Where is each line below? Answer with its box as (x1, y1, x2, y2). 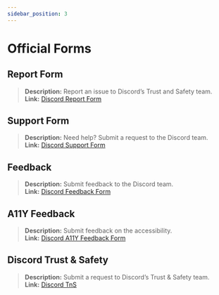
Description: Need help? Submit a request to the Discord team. (24, 133, 208, 142)
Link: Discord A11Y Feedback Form (24, 234, 126, 242)
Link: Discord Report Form (24, 94, 102, 103)
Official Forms (7, 40, 92, 56)
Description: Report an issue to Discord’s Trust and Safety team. (24, 87, 213, 96)
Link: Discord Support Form (24, 141, 106, 150)
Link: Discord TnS (24, 280, 77, 289)
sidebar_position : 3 (7, 10, 68, 18)
